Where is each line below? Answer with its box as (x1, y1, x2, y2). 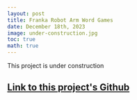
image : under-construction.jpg (7, 29, 98, 37)
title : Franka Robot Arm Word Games (7, 17, 113, 24)
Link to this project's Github (7, 81, 130, 94)
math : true (7, 42, 39, 49)
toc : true (7, 36, 36, 43)
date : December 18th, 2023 (7, 23, 86, 30)
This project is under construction (7, 62, 104, 69)
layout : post (7, 10, 45, 17)
